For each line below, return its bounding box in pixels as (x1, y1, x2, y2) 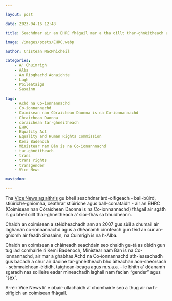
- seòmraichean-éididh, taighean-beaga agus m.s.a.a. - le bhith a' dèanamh (5, 264, 165, 270)
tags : (5, 96, 17, 101)
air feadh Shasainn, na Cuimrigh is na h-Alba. (22, 232, 118, 238)
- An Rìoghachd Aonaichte (14, 72, 70, 77)
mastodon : (5, 177, 27, 182)
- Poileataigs (14, 82, 45, 87)
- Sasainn (14, 86, 36, 92)
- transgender (14, 163, 45, 168)
